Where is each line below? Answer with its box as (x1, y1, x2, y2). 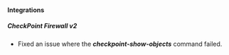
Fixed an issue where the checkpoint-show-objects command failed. (17, 39, 223, 48)
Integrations (7, 6, 45, 14)
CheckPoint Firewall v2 (7, 22, 78, 30)
